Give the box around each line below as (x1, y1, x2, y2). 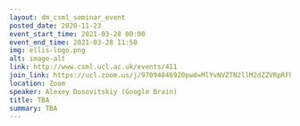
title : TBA (9, 95, 50, 105)
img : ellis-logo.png (9, 46, 87, 55)
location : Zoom (9, 79, 66, 88)
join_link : (9, 71, 50, 80)
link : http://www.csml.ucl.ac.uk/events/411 (9, 63, 178, 72)
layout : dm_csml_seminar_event (9, 12, 126, 22)
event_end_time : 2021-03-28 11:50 (9, 37, 138, 47)
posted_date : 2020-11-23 (9, 21, 102, 30)
